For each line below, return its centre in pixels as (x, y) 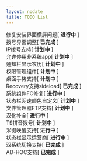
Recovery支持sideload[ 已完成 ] (44, 86)
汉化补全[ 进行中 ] (27, 115)
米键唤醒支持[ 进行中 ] (33, 130)
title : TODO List (27, 17)
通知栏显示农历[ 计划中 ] (35, 64)
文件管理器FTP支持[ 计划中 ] (40, 108)
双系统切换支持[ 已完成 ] (35, 145)
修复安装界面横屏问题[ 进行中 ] (43, 34)
